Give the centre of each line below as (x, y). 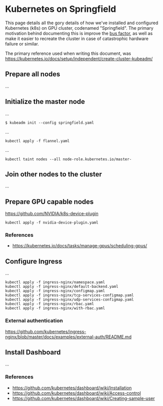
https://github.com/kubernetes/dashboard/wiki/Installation (72, 388)
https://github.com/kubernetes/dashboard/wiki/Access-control (77, 393)
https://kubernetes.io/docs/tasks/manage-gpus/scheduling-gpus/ (80, 246)
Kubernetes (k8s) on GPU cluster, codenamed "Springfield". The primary (79, 28)
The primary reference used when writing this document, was (68, 53)
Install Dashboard (33, 352)
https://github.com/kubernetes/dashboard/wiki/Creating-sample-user (83, 398)
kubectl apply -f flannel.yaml (37, 141)
